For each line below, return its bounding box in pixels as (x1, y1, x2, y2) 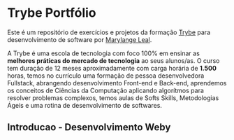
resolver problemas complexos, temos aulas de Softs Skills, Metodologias (7, 93, 219, 102)
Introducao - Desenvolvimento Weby (7, 121, 171, 134)
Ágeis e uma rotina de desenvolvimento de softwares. (7, 101, 163, 109)
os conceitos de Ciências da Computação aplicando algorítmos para (7, 86, 205, 94)
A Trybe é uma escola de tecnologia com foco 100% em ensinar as (7, 49, 200, 57)
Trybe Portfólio (7, 5, 96, 21)
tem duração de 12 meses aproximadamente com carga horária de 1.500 (7, 64, 217, 72)
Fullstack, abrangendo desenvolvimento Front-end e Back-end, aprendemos (7, 78, 227, 87)
